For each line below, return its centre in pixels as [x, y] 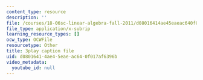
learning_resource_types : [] [43, 34]
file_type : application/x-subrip [48, 29]
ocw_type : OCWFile [29, 40]
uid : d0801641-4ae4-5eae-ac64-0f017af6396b [62, 57]
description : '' [27, 17]
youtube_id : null [34, 68]
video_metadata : [27, 62]
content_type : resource [36, 12]
